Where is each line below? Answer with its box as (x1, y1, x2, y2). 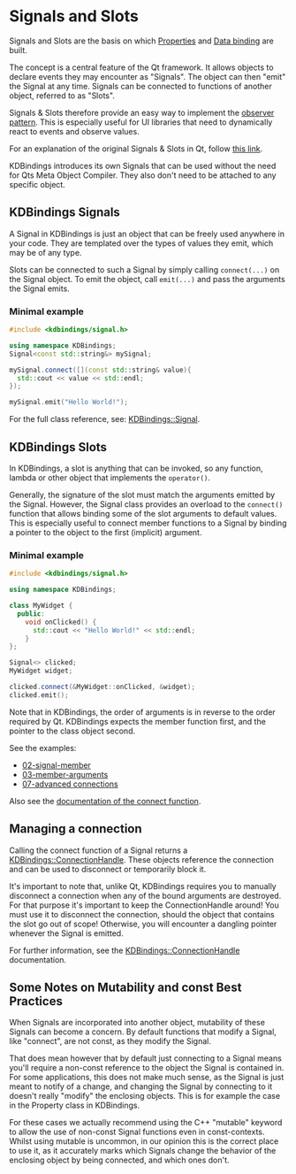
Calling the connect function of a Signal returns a (9, 845, 188, 856)
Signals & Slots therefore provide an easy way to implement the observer (9, 107, 275, 118)
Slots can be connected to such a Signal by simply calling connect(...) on (9, 264, 280, 275)
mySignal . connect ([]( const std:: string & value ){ (9, 365, 192, 374)
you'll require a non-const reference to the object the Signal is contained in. (9, 1063, 285, 1073)
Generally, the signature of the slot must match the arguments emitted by (9, 489, 276, 500)
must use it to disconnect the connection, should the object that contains (9, 909, 276, 919)
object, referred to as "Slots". (9, 90, 115, 101)
